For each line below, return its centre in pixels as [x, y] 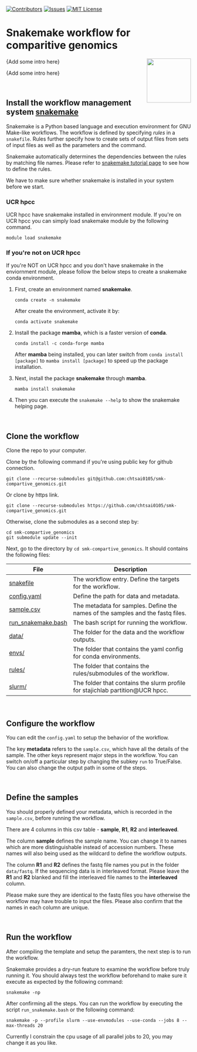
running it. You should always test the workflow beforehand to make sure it [96, 975]
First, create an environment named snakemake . [73, 289]
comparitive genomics [62, 46]
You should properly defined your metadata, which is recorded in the [89, 811]
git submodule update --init [42, 538]
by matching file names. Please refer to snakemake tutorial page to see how [98, 162]
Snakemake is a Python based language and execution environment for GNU [98, 126]
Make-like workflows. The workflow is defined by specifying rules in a [91, 132]
